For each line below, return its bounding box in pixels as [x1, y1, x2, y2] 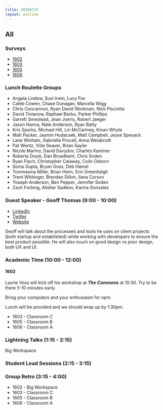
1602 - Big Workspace [12, 384, 58, 390]
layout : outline [5, 12, 39, 17]
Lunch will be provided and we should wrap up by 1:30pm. [5, 304, 124, 310]
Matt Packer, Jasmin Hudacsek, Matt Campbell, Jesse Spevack [12, 132, 141, 138]
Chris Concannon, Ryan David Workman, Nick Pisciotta [12, 106, 125, 112]
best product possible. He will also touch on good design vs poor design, [5, 239, 154, 245]
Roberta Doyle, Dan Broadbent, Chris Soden [12, 153, 102, 159]
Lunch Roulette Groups [5, 84, 62, 91]
